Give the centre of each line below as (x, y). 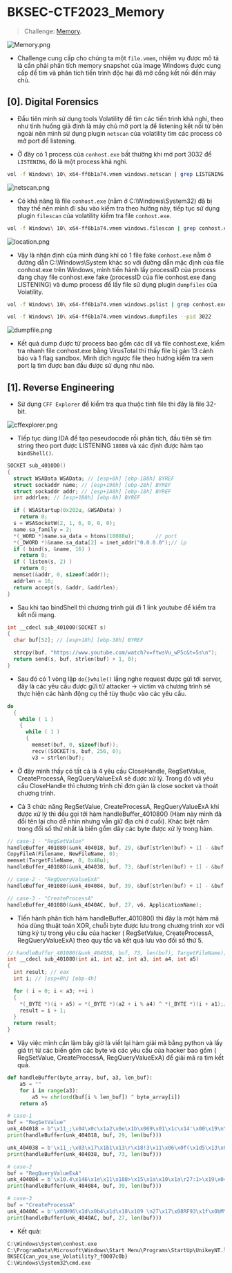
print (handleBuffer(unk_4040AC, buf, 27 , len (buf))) (85, 1218)
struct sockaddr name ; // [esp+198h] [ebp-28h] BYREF (92, 485)
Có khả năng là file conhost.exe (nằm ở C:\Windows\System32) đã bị (115, 201)
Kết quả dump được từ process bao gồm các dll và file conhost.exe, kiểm (121, 344)
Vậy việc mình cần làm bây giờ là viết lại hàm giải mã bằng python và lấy (120, 1043)
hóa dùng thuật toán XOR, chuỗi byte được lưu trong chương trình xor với (120, 925)
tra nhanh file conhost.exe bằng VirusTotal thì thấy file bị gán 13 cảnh (115, 351)
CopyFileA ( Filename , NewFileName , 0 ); (63, 854)
